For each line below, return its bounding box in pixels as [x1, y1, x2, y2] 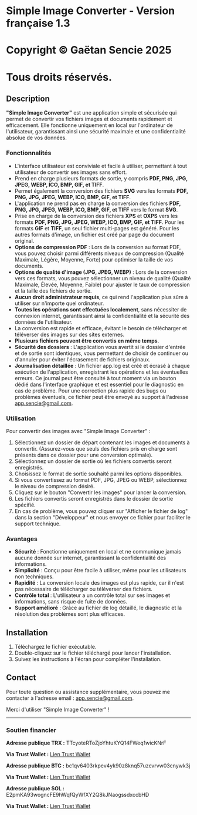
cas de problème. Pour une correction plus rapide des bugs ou [14, 387, 167, 394]
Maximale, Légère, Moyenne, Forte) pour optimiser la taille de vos [14, 256, 174, 263]
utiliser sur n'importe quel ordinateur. [14, 300, 104, 307]
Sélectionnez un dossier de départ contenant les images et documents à [14, 439, 190, 446]
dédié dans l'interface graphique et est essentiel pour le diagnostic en [14, 381, 184, 388]
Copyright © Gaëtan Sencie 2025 [6, 43, 172, 57]
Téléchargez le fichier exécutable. [14, 643, 97, 650]
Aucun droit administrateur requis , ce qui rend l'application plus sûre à [14, 293, 188, 300]
